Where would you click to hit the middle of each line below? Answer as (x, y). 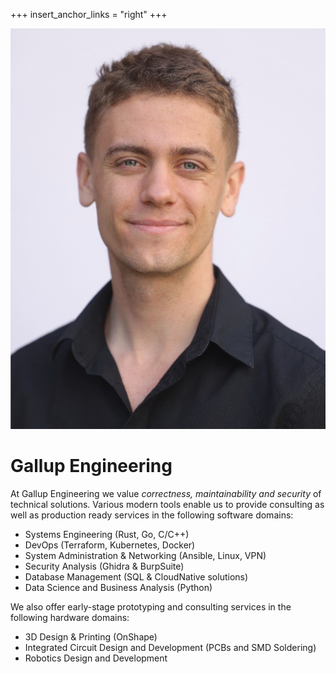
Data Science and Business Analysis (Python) (118, 587)
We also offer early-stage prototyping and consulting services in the (151, 606)
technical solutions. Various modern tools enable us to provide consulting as (167, 504)
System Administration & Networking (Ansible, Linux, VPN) (145, 555)
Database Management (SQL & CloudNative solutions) (136, 576)
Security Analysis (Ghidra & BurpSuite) (104, 566)
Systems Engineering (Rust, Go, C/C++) (107, 534)
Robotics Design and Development (96, 658)
